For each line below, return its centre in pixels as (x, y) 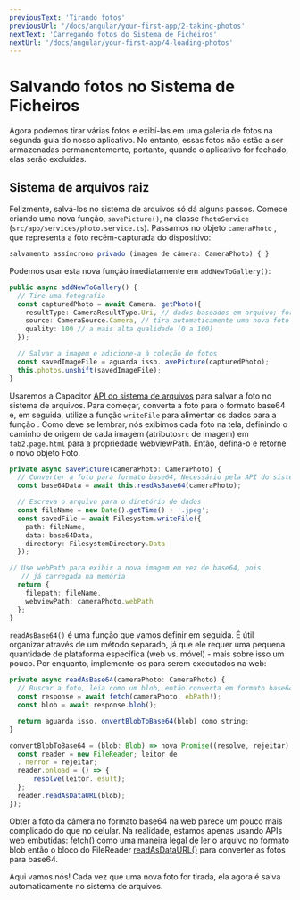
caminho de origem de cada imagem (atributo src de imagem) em (129, 433)
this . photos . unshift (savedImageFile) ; (90, 370)
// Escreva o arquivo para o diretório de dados (109, 502)
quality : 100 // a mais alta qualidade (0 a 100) (120, 329)
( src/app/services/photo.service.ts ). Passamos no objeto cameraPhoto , (143, 228)
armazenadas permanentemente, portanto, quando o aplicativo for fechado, (149, 150)
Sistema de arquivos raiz (79, 188)
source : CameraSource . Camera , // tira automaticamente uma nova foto (158, 321)
